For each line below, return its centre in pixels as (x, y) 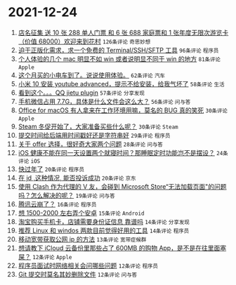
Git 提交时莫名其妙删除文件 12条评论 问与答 (78, 274)
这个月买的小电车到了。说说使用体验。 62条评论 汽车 (92, 75)
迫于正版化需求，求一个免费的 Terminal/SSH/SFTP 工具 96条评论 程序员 (118, 50)
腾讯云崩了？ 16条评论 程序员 (57, 204)
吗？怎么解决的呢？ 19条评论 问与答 (66, 195)
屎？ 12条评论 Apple (45, 256)
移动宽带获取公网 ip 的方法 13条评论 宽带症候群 (82, 239)
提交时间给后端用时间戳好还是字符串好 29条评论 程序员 (94, 135)
